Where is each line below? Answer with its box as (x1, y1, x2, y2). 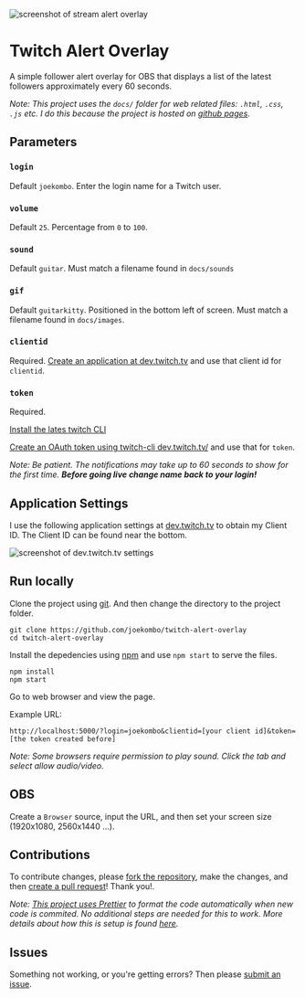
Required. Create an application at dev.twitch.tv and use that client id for (9, 355, 282, 366)
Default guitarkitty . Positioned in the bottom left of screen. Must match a (9, 304, 289, 315)
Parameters (9, 134, 78, 150)
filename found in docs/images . (9, 313, 125, 324)
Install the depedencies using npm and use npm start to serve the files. (9, 649, 278, 660)
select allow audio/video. (9, 759, 104, 771)
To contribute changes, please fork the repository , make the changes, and (9, 871, 289, 882)
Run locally (9, 574, 75, 589)
